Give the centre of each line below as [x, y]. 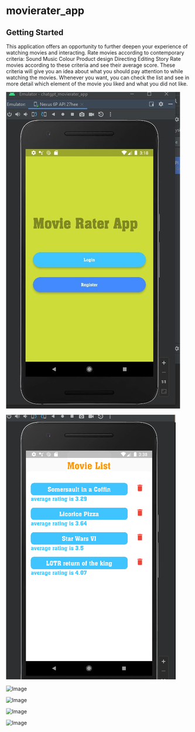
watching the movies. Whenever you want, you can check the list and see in [98, 78]
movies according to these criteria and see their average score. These [91, 65]
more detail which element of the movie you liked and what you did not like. [97, 84]
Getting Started [35, 33]
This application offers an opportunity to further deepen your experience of [97, 46]
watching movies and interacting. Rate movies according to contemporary [95, 53]
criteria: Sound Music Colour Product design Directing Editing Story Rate [94, 59]
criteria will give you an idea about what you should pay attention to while [95, 71]
